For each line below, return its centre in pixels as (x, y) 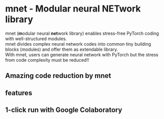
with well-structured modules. (36, 39)
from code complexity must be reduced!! (47, 60)
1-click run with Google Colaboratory (64, 110)
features (19, 93)
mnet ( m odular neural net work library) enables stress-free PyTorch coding (82, 33)
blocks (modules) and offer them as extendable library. (62, 49)
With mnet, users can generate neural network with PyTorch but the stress (82, 54)
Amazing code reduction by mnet (58, 76)
